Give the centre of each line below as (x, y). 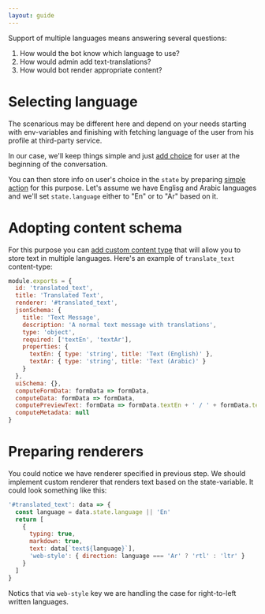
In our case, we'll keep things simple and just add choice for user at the (124, 155)
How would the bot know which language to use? (99, 53)
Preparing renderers (76, 452)
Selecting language (73, 101)
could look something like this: (58, 490)
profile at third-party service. (55, 140)
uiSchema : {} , (38, 383)
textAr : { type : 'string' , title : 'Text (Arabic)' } (118, 362)
